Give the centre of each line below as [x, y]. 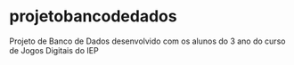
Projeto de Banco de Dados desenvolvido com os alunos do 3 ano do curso [147, 41]
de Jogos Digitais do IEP [54, 50]
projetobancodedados [93, 16]
